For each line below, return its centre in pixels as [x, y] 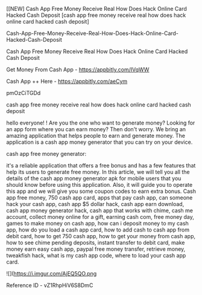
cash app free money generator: [46, 154]
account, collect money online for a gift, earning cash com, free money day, [100, 217]
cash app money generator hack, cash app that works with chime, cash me [99, 210]
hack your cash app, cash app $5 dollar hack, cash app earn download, [95, 204]
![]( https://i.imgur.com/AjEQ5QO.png [52, 274]
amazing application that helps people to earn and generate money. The [96, 136]
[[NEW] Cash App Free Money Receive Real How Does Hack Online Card [96, 9]
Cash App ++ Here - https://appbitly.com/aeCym [67, 81]
